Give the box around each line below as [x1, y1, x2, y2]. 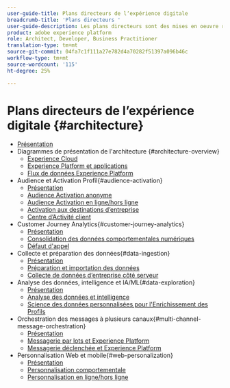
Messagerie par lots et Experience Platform [27, 337, 150, 345]
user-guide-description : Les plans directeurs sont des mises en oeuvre [7, 23, 219, 29]
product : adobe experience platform [7, 29, 112, 36]
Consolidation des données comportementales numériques [27, 234, 195, 243]
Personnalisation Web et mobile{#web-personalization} [16, 351, 173, 360]
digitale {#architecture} [7, 117, 144, 133]
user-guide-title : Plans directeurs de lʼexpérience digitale [7, 10, 188, 17]
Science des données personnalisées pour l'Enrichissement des [27, 300, 209, 308]
